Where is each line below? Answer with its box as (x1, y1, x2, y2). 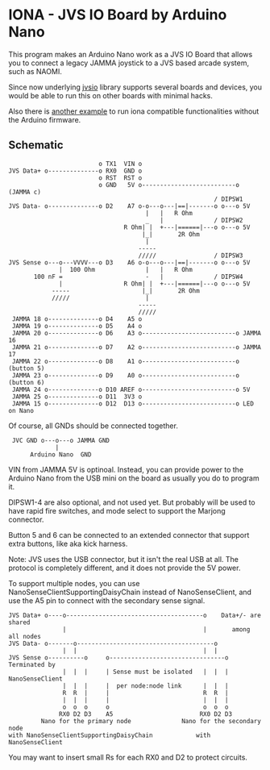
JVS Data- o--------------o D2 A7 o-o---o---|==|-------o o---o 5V (8, 202, 251, 210)
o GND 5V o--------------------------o (98, 181, 240, 189)
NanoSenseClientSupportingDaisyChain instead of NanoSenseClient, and (8, 587, 252, 597)
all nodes (8, 632, 42, 640)
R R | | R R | (62, 689, 229, 697)
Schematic (8, 139, 64, 152)
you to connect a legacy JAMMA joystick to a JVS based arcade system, (8, 58, 250, 68)
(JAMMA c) (8, 188, 42, 196)
